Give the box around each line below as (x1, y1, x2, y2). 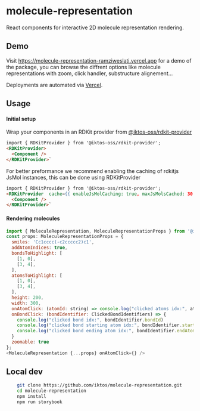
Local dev (6, 367, 43, 377)
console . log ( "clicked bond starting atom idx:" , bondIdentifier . (17, 322, 183, 329)
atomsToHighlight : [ (11, 273, 62, 279)
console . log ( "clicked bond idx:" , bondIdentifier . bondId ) (17, 317, 164, 323)
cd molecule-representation (17, 388, 86, 394)
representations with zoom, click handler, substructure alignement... (6, 70, 173, 77)
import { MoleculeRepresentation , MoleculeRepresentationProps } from (6, 228, 185, 234)
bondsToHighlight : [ (11, 251, 62, 257)
